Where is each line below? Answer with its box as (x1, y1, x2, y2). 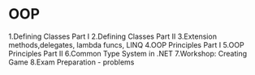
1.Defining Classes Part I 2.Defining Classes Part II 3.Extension (8, 31, 218, 41)
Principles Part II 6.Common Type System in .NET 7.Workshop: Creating (8, 48, 248, 58)
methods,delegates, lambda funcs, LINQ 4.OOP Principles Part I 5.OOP (8, 40, 245, 49)
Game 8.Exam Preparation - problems (8, 57, 135, 67)
